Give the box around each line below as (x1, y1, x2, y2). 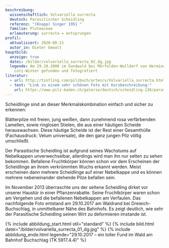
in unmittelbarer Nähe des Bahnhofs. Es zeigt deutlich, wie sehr (32, 206, 163, 212)
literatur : (5, 73, 28, 78)
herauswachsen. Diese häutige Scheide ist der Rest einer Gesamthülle (5, 127, 151, 133)
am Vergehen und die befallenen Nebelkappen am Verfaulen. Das (5, 195, 141, 201)
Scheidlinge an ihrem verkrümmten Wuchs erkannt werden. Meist (5, 164, 141, 170)
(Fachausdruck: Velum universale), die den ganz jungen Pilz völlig (5, 132, 142, 138)
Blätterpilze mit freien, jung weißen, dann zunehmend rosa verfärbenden (5, 116, 156, 122)
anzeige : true (10, 54, 39, 60)
